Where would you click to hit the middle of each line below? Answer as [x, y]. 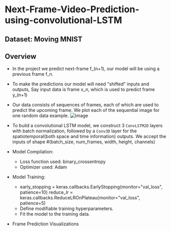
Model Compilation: [33, 152]
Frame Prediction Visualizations [45, 224]
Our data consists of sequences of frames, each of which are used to [85, 105]
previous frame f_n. [33, 74]
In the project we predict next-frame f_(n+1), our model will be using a [86, 69]
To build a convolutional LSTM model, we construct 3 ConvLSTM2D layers [87, 126]
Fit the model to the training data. [55, 214]
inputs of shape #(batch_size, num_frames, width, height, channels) [84, 142]
